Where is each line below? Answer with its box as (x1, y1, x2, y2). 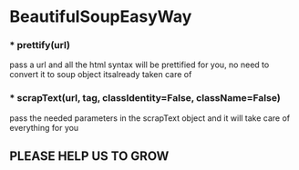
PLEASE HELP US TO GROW (9, 148, 170, 165)
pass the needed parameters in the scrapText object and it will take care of (9, 112, 291, 124)
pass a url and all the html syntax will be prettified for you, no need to (9, 59, 270, 70)
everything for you (9, 122, 79, 133)
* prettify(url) (9, 39, 71, 52)
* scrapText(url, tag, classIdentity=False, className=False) (9, 92, 281, 105)
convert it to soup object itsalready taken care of (9, 69, 192, 80)
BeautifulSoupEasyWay (9, 6, 192, 27)
